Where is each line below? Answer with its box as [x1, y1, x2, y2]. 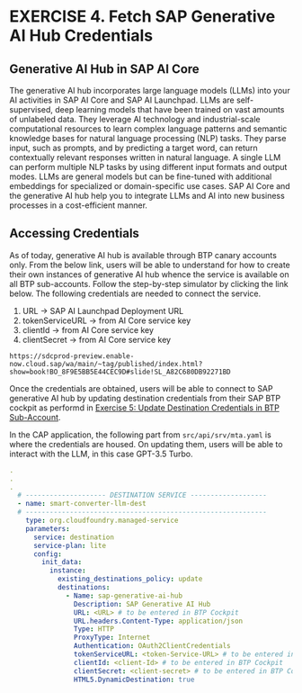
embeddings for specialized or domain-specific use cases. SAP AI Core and [9, 181, 290, 191]
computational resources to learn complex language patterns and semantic [9, 123, 288, 134]
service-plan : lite [32, 541, 106, 550]
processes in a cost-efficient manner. [9, 200, 148, 211]
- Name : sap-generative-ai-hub [66, 591, 182, 600]
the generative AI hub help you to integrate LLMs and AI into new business [9, 191, 285, 201]
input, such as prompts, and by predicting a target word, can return [9, 142, 258, 153]
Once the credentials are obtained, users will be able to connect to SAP [9, 382, 273, 393]
